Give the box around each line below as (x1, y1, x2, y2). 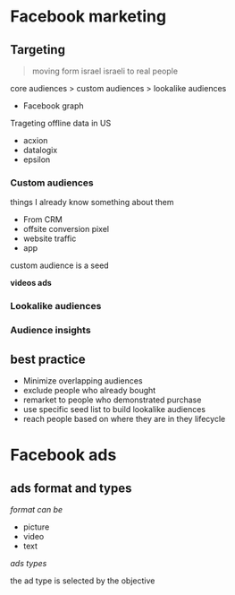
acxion (22, 135, 48, 145)
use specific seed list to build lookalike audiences (22, 403, 206, 414)
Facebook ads (10, 445, 117, 465)
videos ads (10, 278, 52, 289)
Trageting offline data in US (10, 118, 112, 128)
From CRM (22, 214, 63, 225)
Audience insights (10, 324, 92, 337)
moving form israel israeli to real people (31, 65, 178, 76)
